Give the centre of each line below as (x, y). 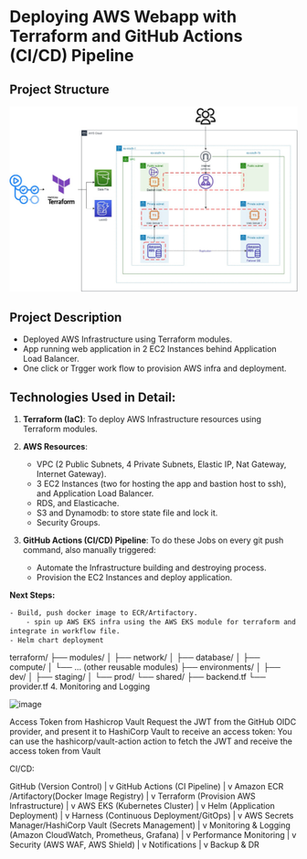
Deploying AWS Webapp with (123, 17)
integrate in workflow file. (65, 631)
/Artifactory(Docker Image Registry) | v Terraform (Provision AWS (132, 796)
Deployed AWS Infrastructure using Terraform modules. (127, 339)
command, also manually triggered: (90, 549)
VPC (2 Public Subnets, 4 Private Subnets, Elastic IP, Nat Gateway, (161, 464)
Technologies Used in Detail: (93, 397)
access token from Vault (55, 750)
